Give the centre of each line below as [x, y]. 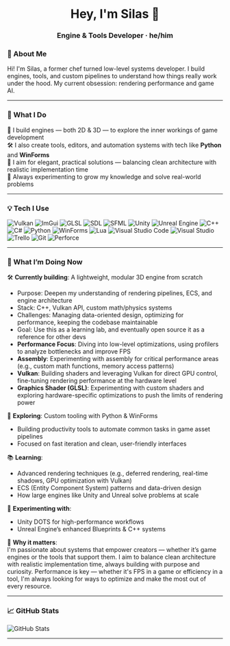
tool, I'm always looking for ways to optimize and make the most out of [107, 579]
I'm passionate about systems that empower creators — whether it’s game [112, 550]
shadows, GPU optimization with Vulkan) [74, 481]
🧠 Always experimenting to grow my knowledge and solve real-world [104, 176]
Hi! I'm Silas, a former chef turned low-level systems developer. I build [106, 69]
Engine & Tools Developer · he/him [115, 36]
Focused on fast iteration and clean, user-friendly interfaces [102, 444]
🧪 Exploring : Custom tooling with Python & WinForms [82, 416]
